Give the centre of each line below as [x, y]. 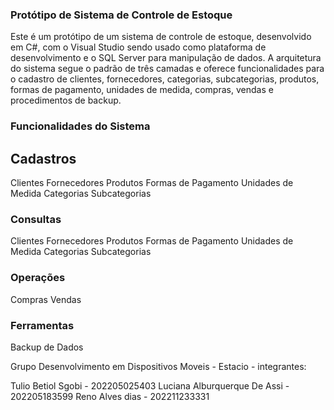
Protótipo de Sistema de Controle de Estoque [121, 15]
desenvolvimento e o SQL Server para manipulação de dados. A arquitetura [166, 58]
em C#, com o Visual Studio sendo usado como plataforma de [138, 47]
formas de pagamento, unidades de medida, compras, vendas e [142, 90]
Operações [38, 278]
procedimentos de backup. [66, 100]
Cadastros [43, 158]
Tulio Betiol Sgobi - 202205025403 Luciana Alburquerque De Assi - [150, 385]
